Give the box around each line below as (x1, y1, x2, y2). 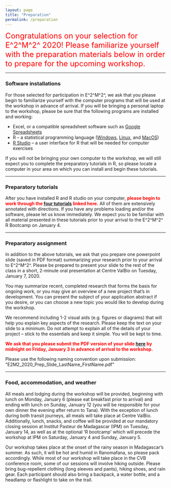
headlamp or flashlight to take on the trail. (5, 476, 93, 483)
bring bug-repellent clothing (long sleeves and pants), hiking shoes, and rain (5, 466, 166, 472)
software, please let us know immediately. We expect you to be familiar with (5, 211, 164, 217)
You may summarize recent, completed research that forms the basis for (5, 283, 157, 289)
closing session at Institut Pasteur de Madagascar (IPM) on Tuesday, (5, 423, 149, 429)
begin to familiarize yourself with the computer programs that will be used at (5, 97, 165, 103)
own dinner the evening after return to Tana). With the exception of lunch (5, 407, 158, 413)
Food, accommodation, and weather (5, 379, 97, 386)
